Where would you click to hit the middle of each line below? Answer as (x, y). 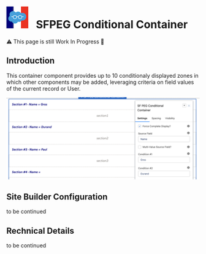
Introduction (31, 61)
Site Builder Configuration (57, 197)
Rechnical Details (40, 230)
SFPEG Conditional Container (112, 25)
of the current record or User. (44, 88)
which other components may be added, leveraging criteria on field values (100, 82)
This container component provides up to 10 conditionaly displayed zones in (103, 75)
